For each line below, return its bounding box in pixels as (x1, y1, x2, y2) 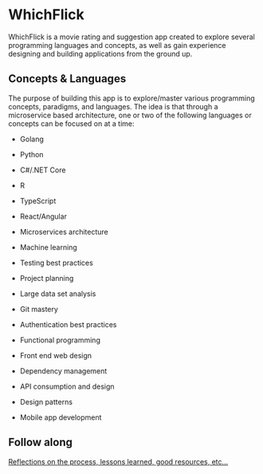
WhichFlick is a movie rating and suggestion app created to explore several (8, 32, 255, 41)
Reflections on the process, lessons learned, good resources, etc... (8, 456, 229, 466)
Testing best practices (19, 258, 93, 267)
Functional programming (19, 335, 101, 345)
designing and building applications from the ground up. (8, 49, 193, 58)
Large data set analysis (19, 289, 96, 298)
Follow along (8, 436, 73, 449)
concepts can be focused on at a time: (8, 118, 135, 128)
